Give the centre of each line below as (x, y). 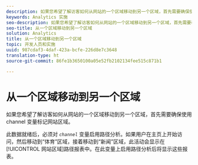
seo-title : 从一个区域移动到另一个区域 (49, 28)
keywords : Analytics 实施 (37, 17)
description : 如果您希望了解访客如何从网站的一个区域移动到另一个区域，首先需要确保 (98, 11)
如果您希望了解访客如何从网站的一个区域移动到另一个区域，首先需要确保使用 (99, 114)
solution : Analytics (32, 34)
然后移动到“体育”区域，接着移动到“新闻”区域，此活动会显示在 (90, 141)
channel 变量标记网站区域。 (40, 122)
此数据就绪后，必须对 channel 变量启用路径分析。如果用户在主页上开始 (92, 134)
